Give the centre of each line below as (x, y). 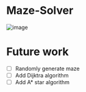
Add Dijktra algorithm (42, 75)
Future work (38, 52)
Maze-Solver (40, 11)
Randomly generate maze (48, 68)
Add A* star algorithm (42, 82)
